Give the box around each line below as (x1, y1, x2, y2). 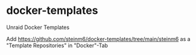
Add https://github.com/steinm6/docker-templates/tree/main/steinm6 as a (6, 35, 191, 42)
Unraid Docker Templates (6, 24, 70, 31)
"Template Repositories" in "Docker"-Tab (6, 42, 109, 49)
